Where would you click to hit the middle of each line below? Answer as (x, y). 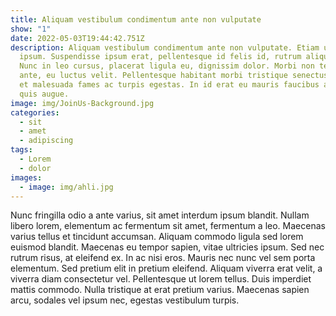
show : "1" (31, 29)
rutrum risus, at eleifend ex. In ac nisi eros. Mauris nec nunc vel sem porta (163, 258)
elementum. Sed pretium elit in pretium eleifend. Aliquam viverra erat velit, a (166, 268)
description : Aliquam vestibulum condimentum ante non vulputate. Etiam (165, 47)
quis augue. (44, 94)
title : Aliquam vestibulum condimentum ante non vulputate (136, 19)
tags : (21, 150)
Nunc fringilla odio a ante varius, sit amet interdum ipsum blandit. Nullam (160, 215)
